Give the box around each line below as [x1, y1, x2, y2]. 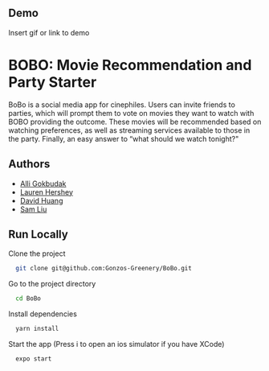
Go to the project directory [8, 279, 96, 289]
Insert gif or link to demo [8, 27, 90, 37]
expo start [15, 355, 52, 363]
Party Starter [8, 73, 97, 91]
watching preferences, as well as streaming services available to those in [8, 125, 251, 135]
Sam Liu [19, 204, 47, 214]
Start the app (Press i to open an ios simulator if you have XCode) [8, 340, 225, 348]
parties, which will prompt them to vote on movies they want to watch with [8, 108, 255, 117]
